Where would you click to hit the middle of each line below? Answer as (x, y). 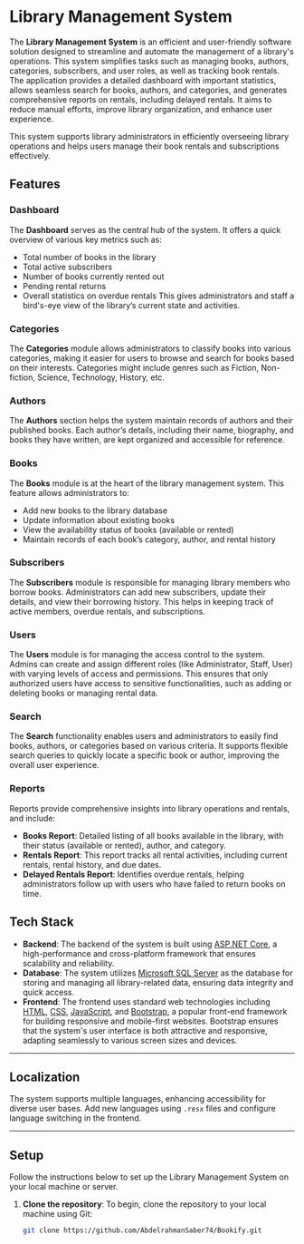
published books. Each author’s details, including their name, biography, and (152, 430)
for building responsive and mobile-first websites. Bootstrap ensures (150, 1021)
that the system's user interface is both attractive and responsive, (145, 1030)
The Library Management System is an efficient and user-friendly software (151, 42)
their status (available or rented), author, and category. (124, 845)
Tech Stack (42, 922)
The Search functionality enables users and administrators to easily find (144, 736)
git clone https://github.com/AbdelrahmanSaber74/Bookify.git (142, 1230)
